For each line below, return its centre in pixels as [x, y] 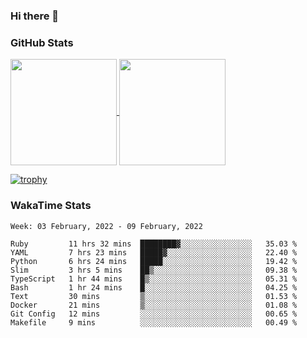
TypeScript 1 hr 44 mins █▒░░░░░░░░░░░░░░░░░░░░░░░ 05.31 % [154, 279]
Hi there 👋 [35, 16]
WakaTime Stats [51, 206]
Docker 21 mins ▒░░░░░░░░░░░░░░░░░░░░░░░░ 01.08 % [154, 305]
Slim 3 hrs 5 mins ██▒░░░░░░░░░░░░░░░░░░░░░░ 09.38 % [154, 270]
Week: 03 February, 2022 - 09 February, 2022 [106, 226]
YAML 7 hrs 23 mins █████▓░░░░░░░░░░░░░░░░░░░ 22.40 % [154, 252]
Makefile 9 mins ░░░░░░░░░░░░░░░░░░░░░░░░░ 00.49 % [154, 322]
